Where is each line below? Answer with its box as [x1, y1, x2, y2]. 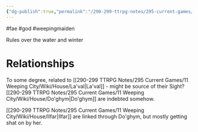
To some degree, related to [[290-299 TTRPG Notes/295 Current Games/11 [6, 76, 189, 83]
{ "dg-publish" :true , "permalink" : [6, 8, 88, 15]
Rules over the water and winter [6, 36, 84, 43]
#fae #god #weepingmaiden [6, 25, 75, 32]
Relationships [6, 57, 75, 70]
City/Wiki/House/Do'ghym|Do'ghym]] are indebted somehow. [6, 95, 155, 102]
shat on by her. [6, 119, 42, 126]
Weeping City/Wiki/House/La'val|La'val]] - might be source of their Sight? [6, 82, 184, 90]
